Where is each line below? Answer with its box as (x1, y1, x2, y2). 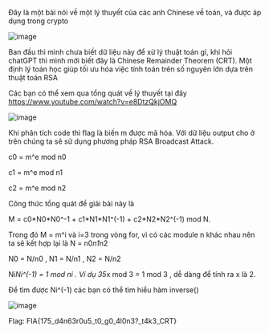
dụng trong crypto (8, 16, 69, 26)
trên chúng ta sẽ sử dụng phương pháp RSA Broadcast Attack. (8, 136, 214, 146)
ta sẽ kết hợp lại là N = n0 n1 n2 (8, 238, 108, 248)
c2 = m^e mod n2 (8, 183, 67, 193)
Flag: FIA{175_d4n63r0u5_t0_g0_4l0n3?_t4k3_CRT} (8, 316, 177, 325)
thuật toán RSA (8, 73, 59, 82)
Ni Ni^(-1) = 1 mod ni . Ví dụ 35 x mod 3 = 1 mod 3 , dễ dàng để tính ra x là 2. (8, 270, 256, 279)
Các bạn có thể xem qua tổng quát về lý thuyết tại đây (8, 88, 187, 98)
